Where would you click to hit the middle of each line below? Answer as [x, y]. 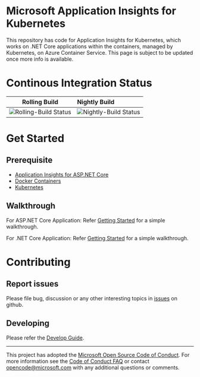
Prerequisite [29, 160]
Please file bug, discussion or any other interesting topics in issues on [92, 298]
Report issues [32, 284]
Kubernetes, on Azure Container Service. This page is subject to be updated [100, 52]
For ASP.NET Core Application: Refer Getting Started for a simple [86, 220]
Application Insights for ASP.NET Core [62, 174]
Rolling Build [40, 102]
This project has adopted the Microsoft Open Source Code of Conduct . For [98, 354]
